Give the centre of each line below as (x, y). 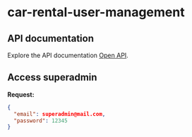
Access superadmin (52, 77)
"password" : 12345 (41, 121)
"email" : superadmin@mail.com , (60, 114)
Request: (21, 94)
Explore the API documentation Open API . (68, 55)
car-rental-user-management (96, 12)
